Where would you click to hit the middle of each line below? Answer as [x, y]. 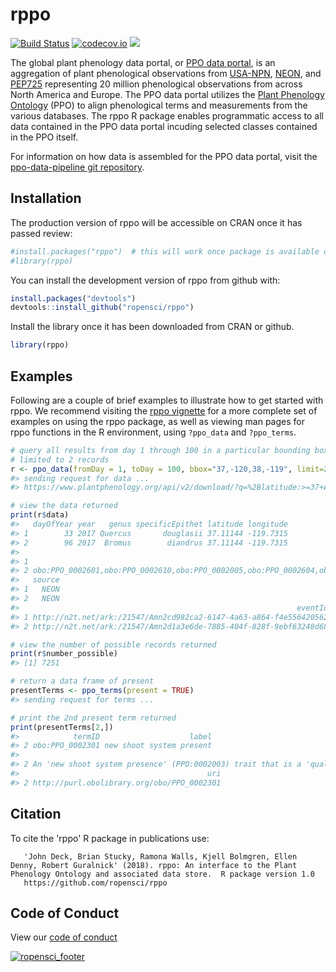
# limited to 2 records [60, 459]
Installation [46, 198]
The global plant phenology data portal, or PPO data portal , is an [143, 62]
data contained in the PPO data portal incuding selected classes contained [164, 126]
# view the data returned [64, 506]
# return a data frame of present [82, 681]
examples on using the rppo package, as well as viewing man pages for [157, 421]
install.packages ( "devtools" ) [73, 298]
